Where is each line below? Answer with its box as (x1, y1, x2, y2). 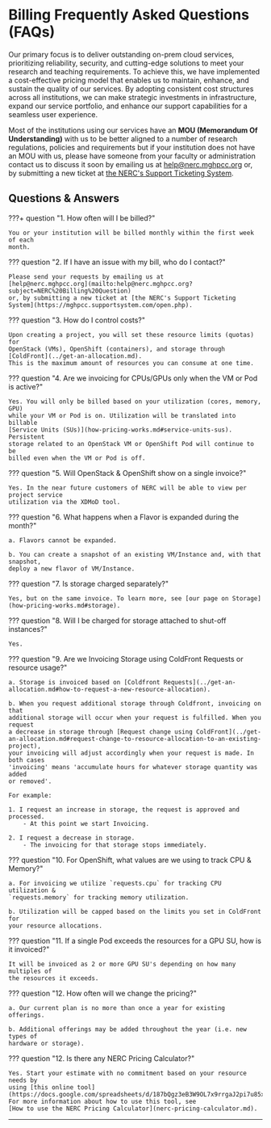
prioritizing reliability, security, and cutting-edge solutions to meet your (8, 58, 244, 68)
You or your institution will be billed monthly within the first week (8, 229, 254, 237)
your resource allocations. (8, 921, 103, 930)
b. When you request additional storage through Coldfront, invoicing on (8, 699, 262, 708)
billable (8, 419, 38, 427)
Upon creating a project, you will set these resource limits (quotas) (8, 330, 254, 339)
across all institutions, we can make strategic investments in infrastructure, (8, 92, 257, 102)
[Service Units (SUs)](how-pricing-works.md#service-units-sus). (8, 426, 232, 434)
